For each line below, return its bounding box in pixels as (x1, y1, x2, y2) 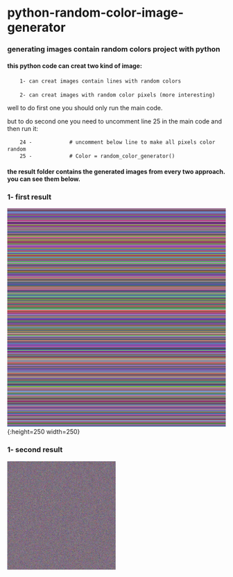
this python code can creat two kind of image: (7, 61, 142, 70)
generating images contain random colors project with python (7, 44, 221, 54)
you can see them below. (7, 175, 81, 183)
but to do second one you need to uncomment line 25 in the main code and (7, 117, 223, 126)
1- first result (7, 192, 52, 202)
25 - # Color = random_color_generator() (19, 153, 175, 160)
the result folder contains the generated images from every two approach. (7, 167, 225, 175)
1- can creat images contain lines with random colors (19, 78, 182, 85)
